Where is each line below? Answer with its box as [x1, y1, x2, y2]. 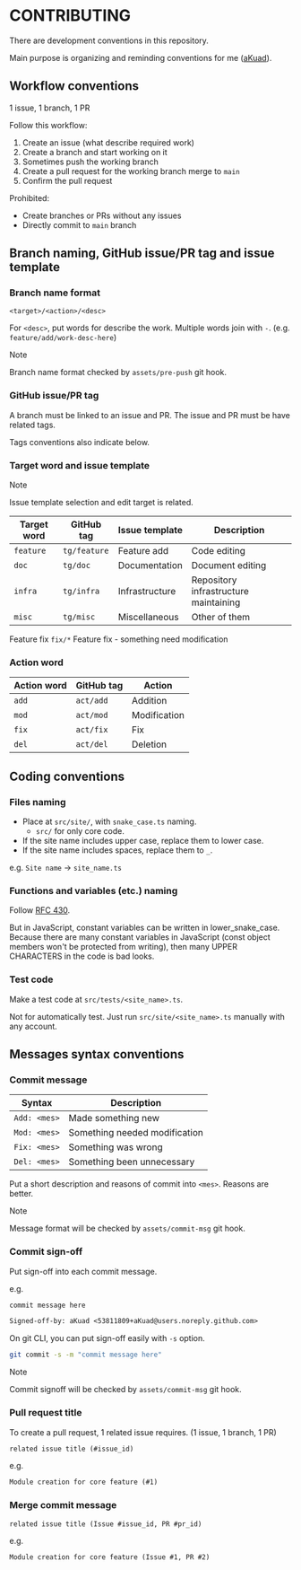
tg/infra [62, 586, 100, 597]
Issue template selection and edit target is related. [9, 497, 194, 508]
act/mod [75, 710, 108, 721]
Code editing [191, 545, 246, 557]
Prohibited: [9, 192, 50, 203]
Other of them [191, 611, 251, 624]
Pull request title [9, 1407, 82, 1419]
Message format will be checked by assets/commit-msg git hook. [9, 1223, 246, 1234]
